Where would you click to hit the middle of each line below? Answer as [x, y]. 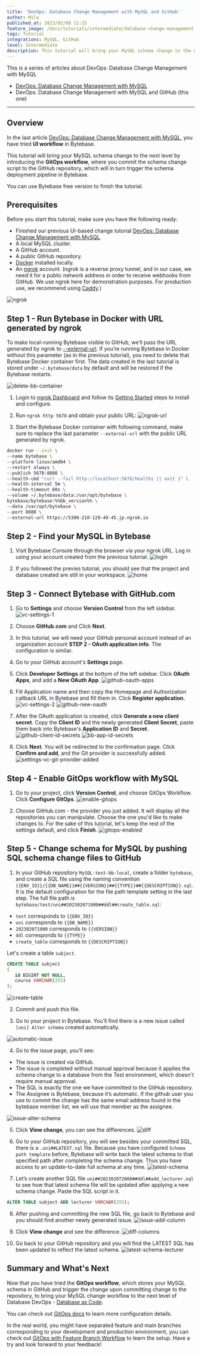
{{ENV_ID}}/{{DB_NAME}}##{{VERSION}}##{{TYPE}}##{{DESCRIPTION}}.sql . [104, 885]
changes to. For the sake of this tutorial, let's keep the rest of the [95, 823]
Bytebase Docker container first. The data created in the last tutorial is [93, 362]
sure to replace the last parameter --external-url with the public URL [101, 433]
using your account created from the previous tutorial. [82, 557]
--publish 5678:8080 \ [35, 473]
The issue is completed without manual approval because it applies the [103, 1069]
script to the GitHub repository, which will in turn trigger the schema [90, 168]
